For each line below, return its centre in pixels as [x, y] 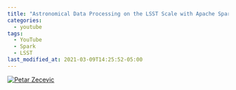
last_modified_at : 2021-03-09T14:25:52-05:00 [75, 60]
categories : [25, 20]
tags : [15, 33]
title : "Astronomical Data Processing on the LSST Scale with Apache [111, 14]
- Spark [25, 46]
